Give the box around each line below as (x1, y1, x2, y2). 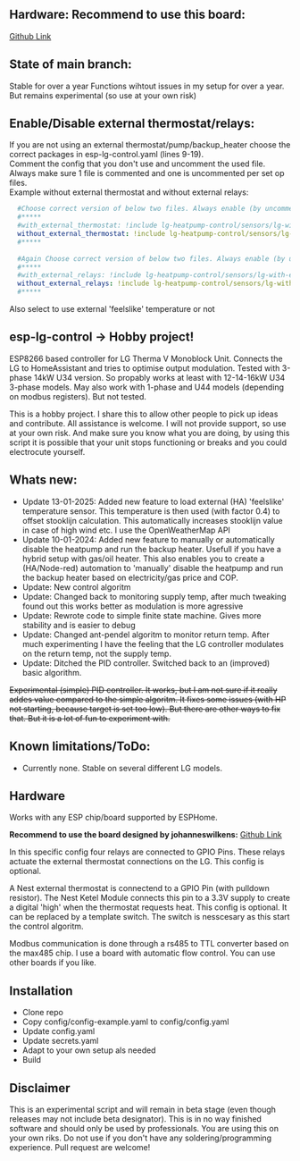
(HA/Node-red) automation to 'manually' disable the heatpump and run (21, 562, 284, 573)
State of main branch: (9, 57, 132, 72)
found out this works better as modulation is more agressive (21, 601, 244, 611)
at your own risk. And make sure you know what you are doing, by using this (9, 427, 290, 438)
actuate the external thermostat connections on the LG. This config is (9, 856, 265, 867)
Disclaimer (9, 1081, 71, 1096)
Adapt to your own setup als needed (21, 1045, 156, 1056)
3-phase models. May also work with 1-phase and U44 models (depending (9, 382, 284, 392)
